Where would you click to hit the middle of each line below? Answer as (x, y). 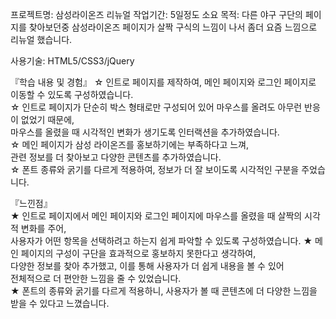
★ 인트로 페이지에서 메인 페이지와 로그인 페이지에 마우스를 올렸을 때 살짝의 (156, 216)
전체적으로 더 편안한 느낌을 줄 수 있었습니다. (96, 278)
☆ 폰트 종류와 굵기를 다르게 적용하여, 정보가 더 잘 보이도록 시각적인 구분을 (155, 169)
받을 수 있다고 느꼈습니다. (60, 303)
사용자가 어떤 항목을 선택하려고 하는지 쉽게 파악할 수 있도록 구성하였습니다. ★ (161, 241)
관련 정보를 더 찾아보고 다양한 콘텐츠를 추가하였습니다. (116, 157)
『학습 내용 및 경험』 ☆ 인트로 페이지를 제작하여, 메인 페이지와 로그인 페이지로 (163, 82)
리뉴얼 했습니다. (41, 39)
